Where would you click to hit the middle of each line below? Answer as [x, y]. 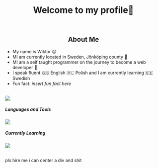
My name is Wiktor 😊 [35, 51]
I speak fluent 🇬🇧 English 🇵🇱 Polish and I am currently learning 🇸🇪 [82, 73]
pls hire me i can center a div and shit [43, 160]
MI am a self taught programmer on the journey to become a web [79, 62]
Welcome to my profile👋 [83, 10]
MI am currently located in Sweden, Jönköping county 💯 [70, 57]
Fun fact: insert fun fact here [41, 84]
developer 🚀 [25, 67]
